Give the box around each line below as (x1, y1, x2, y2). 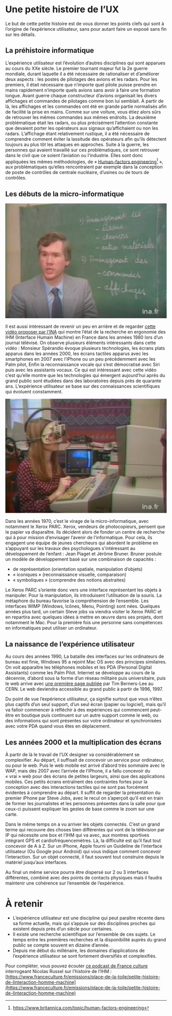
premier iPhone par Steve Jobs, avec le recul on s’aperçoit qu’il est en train (5, 794, 163, 801)
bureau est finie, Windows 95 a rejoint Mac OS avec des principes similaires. (5, 659, 167, 665)
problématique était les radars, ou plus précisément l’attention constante (5, 119, 158, 126)
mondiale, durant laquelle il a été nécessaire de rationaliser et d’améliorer (5, 71, 160, 77)
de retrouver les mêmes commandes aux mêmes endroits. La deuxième (5, 114, 157, 120)
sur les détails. (5, 31, 36, 37)
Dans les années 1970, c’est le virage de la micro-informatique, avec (5, 518, 149, 524)
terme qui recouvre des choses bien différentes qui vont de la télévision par (5, 826, 165, 832)
